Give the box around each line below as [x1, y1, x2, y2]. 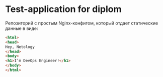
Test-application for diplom [5, 3, 122, 15]
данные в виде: [5, 25, 38, 31]
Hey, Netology [5, 44, 35, 49]
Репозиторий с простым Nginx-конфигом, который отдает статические [5, 20, 158, 26]
